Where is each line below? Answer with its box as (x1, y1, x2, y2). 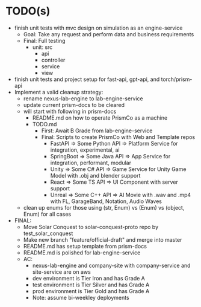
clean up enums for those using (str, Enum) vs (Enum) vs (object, (23, 204, 185, 211)
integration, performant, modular (50, 159, 132, 166)
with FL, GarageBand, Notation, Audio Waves (50, 198, 162, 205)
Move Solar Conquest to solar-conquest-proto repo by (23, 223, 159, 230)
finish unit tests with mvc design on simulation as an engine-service (14, 24, 183, 31)
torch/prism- (161, 76, 193, 83)
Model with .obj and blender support (50, 172, 141, 179)
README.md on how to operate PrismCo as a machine (32, 114, 168, 121)
